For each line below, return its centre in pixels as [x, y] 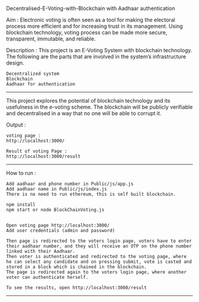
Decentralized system [33, 74]
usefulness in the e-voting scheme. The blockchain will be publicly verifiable [99, 107]
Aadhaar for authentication [41, 84]
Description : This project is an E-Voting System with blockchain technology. [99, 50]
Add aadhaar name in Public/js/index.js [57, 189]
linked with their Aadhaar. [41, 252]
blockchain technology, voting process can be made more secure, [87, 33]
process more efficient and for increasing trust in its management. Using [94, 26]
